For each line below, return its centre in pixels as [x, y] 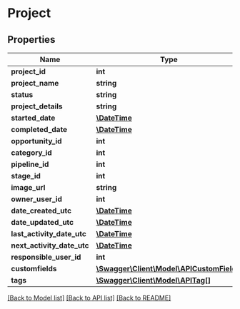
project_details [37, 106]
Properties [31, 40]
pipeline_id [30, 164]
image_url [28, 187]
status [22, 95]
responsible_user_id [46, 257]
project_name [35, 83]
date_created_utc [41, 211]
